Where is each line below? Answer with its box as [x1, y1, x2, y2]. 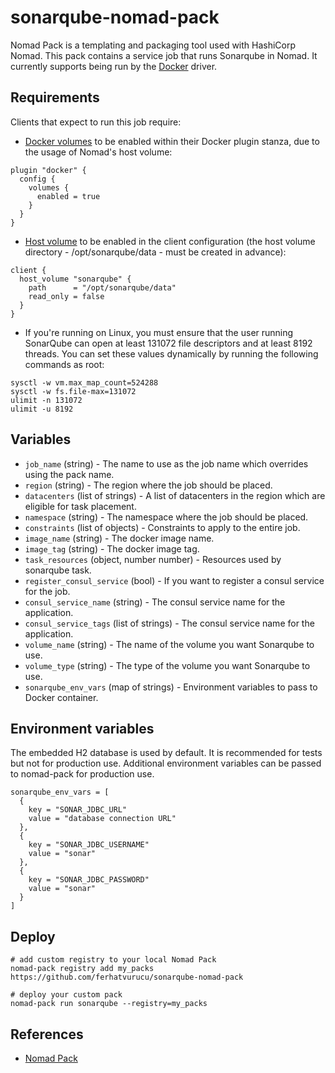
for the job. [24, 585, 71, 597]
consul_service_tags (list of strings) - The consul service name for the [24, 617, 315, 629]
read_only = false [28, 291, 105, 301]
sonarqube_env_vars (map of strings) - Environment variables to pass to [24, 681, 318, 693]
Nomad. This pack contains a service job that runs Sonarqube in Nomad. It [10, 49, 318, 61]
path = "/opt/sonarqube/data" [28, 282, 177, 293]
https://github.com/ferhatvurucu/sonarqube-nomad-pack [10, 972, 244, 983]
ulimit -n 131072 [10, 395, 83, 405]
